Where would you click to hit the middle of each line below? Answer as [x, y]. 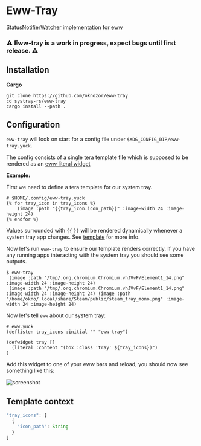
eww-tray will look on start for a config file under [66, 139]
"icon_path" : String [43, 427]
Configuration [33, 125]
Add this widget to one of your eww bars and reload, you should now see [97, 364]
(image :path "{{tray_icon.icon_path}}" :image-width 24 [90, 209]
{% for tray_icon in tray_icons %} [51, 204]
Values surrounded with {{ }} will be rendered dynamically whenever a [94, 231]
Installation [28, 70]
